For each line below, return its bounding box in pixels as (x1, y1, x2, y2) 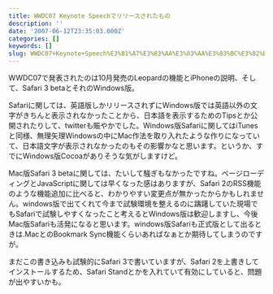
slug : (8, 50, 27, 58)
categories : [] (8, 34, 60, 43)
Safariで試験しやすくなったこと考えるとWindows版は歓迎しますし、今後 (15, 209, 258, 218)
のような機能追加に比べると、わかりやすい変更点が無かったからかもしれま (8, 188, 258, 198)
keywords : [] (8, 42, 53, 50)
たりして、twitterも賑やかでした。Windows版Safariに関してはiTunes (29, 121, 258, 130)
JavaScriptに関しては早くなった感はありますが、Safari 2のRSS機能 (36, 179, 262, 188)
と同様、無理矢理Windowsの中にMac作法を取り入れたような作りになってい (8, 131, 260, 141)
